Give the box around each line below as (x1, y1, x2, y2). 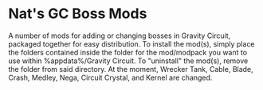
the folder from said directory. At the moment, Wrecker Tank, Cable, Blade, (8, 64, 253, 73)
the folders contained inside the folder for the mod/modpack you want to (8, 47, 248, 57)
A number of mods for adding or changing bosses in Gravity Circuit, (8, 31, 231, 40)
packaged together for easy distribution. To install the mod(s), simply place (8, 39, 255, 48)
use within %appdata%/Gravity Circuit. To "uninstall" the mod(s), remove (8, 56, 249, 66)
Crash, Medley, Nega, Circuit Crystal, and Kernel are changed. (8, 73, 213, 82)
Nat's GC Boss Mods (8, 5, 147, 23)
